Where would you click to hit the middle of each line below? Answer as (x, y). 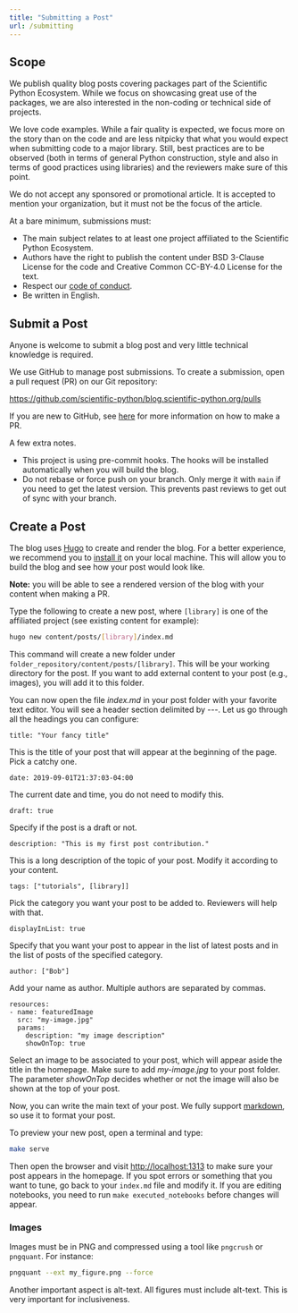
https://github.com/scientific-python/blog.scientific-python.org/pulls (135, 399)
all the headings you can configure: (74, 719)
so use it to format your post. (62, 1115)
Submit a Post (49, 323)
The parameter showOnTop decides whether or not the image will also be (144, 1079)
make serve (29, 1149)
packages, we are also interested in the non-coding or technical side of (141, 103)
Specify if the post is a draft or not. (73, 827)
